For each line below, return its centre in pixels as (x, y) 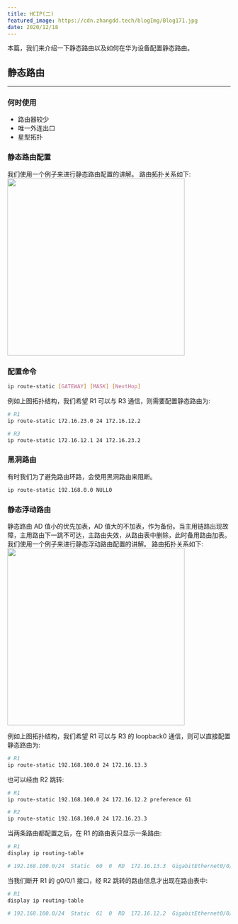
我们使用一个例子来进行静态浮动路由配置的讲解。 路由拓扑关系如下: (105, 543)
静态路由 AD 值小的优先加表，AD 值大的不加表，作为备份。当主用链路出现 (115, 526)
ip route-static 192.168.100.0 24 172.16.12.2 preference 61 (100, 799)
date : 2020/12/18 (33, 27)
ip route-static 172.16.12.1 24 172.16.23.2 (74, 440)
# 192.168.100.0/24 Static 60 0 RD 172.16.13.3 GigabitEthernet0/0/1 (121, 866)
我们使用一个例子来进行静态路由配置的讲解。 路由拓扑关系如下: (99, 174)
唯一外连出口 (36, 128)
